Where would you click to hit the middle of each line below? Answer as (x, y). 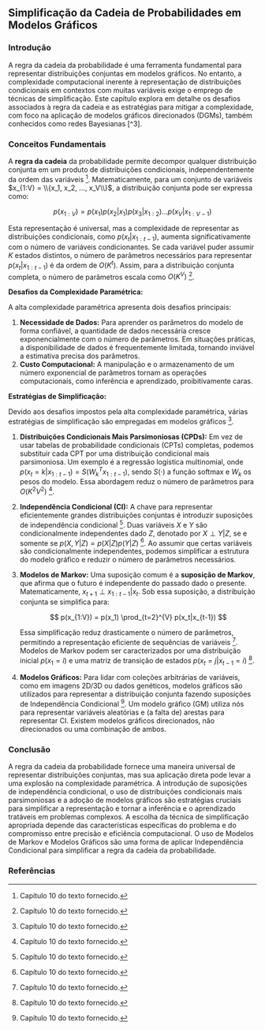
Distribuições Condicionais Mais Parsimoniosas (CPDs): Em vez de (131, 437)
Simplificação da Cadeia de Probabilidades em (125, 13)
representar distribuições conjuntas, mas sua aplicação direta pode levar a (129, 775)
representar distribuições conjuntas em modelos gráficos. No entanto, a (125, 73)
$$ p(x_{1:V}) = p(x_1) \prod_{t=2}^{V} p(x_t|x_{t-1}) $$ (138, 618)
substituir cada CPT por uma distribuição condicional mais (114, 453)
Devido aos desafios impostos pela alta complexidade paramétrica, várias (128, 412)
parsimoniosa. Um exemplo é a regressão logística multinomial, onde (131, 462)
